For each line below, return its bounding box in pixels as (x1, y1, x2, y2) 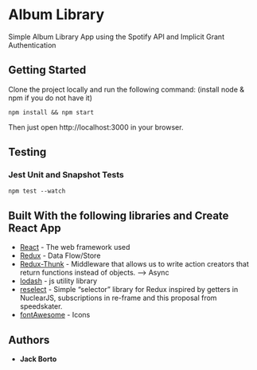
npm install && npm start (8, 108, 94, 116)
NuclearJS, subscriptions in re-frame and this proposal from (19, 293, 217, 303)
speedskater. (19, 302, 63, 311)
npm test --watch (8, 187, 66, 196)
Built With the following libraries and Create (8, 208, 229, 222)
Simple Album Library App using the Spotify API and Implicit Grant (8, 32, 225, 41)
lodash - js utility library (19, 276, 98, 286)
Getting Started (8, 64, 87, 77)
